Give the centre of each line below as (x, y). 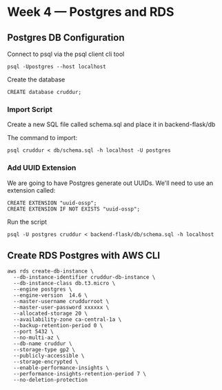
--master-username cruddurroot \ (61, 302)
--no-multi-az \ (37, 338)
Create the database (36, 79)
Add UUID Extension (42, 168)
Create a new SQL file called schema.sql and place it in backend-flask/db (111, 124)
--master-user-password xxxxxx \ (61, 308)
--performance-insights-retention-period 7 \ (80, 374)
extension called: (31, 190)
